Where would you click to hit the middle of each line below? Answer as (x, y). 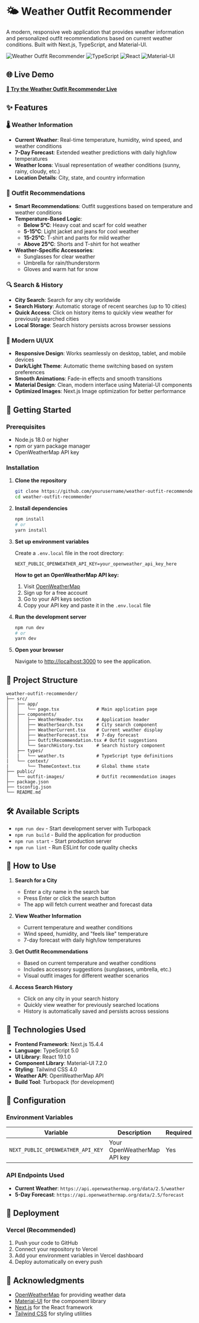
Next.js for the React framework (54, 1308)
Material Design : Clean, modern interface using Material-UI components (103, 385)
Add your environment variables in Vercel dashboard (79, 1255)
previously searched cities (47, 319)
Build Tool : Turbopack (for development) (65, 1082)
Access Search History (44, 987)
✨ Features (27, 108)
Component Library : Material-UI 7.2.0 (61, 1063)
